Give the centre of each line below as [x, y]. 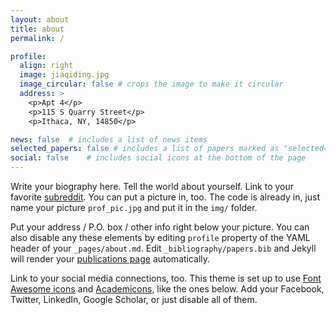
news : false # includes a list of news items [109, 139]
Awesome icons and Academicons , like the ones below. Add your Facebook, [167, 289]
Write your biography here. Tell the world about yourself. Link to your [152, 186]
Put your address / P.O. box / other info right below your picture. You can [160, 227]
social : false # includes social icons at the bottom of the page [158, 158]
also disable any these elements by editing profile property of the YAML [160, 237]
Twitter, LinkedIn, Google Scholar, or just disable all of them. [134, 299]
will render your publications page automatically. [110, 259]
